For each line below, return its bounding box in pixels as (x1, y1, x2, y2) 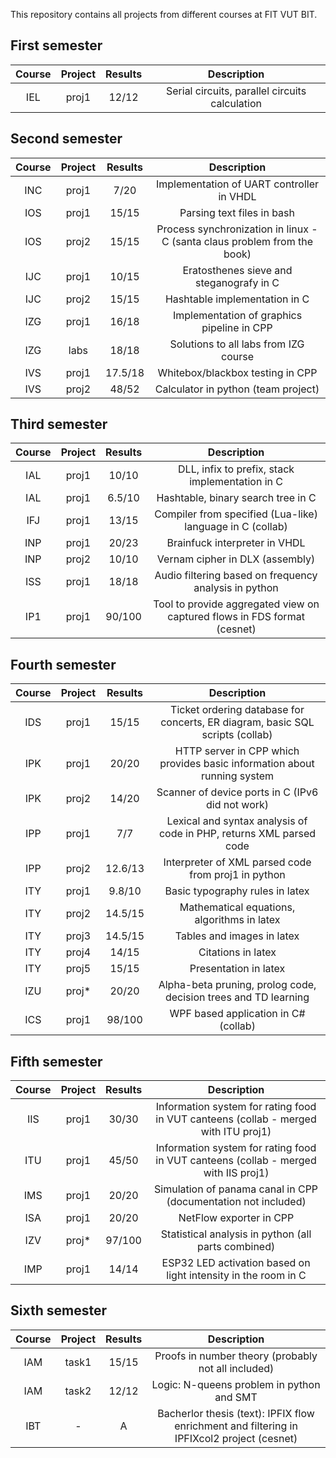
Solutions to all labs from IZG (169, 337, 305, 351)
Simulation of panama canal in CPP (154, 1182, 319, 1196)
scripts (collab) (201, 728, 273, 742)
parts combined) (196, 1240, 276, 1254)
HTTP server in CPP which (174, 744, 300, 758)
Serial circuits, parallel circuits (165, 84, 307, 98)
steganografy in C (194, 275, 280, 289)
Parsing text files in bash (179, 205, 295, 219)
